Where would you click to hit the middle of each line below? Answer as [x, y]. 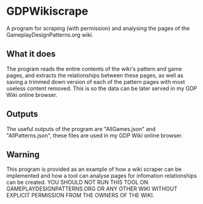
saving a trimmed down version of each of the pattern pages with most [96, 81]
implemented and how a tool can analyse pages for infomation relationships [102, 176]
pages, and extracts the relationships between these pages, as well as [95, 75]
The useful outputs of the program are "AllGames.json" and [81, 129]
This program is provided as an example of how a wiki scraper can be [94, 169]
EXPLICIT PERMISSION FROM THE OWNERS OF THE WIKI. [80, 195]
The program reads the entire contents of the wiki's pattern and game [94, 69]
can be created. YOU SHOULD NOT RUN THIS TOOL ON [77, 183]
